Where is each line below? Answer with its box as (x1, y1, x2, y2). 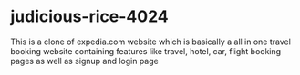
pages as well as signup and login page (10, 55, 159, 66)
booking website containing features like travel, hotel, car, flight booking (10, 45, 282, 56)
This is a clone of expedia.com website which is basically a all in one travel (10, 36, 291, 47)
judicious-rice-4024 (10, 6, 170, 27)
